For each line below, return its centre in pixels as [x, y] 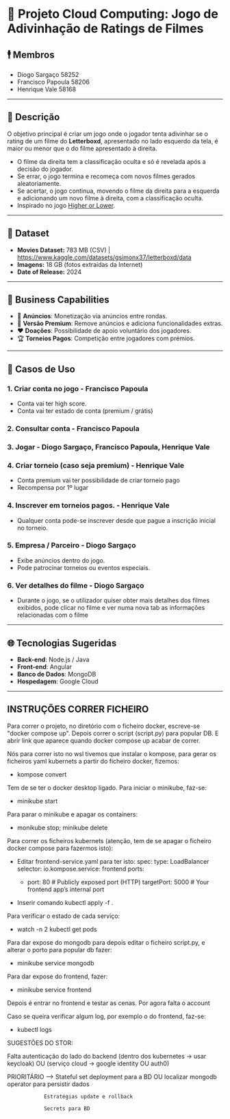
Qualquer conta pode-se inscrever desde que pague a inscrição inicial [116, 520]
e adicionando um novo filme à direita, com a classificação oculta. [110, 198]
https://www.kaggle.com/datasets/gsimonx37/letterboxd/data [104, 257]
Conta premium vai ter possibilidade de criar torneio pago [98, 480]
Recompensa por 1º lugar [53, 488]
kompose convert [42, 774]
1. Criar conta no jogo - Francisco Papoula [78, 388]
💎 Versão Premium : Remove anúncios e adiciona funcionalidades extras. [120, 323]
